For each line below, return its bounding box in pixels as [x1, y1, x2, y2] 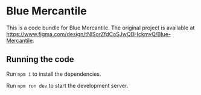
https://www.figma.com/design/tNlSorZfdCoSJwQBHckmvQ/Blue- [6, 30, 171, 37]
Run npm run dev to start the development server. [6, 82, 129, 89]
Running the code [6, 54, 74, 64]
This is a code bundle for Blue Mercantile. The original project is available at [6, 24, 195, 31]
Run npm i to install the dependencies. [6, 70, 101, 78]
